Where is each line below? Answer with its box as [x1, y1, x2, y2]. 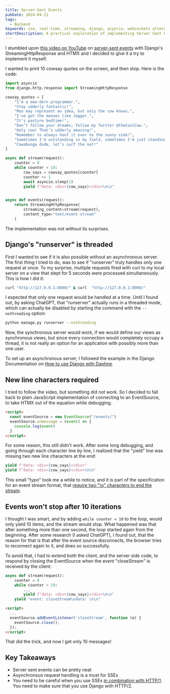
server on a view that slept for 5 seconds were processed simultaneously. [5, 270, 159, 276]
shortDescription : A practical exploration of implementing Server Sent [5, 31, 162, 36]
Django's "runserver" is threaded [5, 240, 113, 249]
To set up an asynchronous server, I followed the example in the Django [5, 356, 155, 362]
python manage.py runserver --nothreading [5, 320, 96, 325]
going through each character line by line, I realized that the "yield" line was [5, 447, 163, 454]
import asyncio [5, 81, 37, 86]
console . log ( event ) [14, 424, 56, 429]
